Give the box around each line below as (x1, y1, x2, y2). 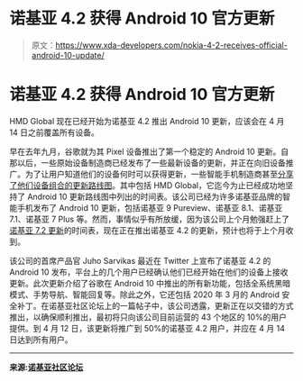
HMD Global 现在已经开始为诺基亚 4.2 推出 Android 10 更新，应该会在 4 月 (9, 115, 285, 126)
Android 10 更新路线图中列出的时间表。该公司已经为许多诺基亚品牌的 (26, 191, 283, 202)
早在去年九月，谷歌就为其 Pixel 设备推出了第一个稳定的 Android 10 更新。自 (9, 146, 289, 157)
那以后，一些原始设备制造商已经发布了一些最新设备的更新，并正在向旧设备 (9, 157, 286, 168)
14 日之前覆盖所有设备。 (9, 127, 99, 138)
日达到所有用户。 (9, 334, 73, 345)
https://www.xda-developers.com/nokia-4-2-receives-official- (55, 40, 289, 50)
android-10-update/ (31, 50, 106, 60)
